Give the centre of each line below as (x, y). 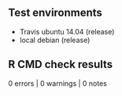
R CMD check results (61, 64)
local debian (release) (55, 40)
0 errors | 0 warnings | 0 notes (58, 83)
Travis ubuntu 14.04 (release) (67, 31)
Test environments (55, 13)
